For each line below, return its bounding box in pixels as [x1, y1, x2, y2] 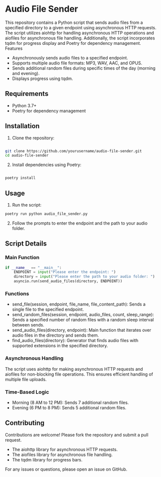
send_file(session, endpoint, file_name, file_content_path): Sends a [12, 301, 146, 307]
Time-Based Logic [5, 388, 49, 395]
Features [5, 45, 23, 51]
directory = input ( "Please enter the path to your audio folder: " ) [14, 274, 155, 279]
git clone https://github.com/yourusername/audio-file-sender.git [5, 149, 142, 153]
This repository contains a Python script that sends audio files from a [5, 19, 143, 25]
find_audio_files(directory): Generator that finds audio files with [12, 338, 139, 343]
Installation [5, 122, 40, 130]
